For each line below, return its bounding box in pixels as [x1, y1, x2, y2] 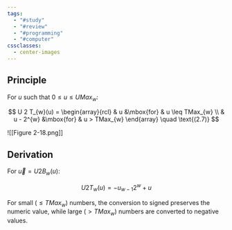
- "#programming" [13, 29, 64, 37]
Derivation [7, 148, 53, 160]
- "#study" [13, 17, 45, 24]
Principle [7, 74, 47, 87]
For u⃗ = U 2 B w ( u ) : [7, 167, 60, 177]
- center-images [13, 49, 60, 56]
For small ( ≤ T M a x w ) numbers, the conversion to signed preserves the [7, 198, 210, 209]
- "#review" [13, 23, 48, 30]
